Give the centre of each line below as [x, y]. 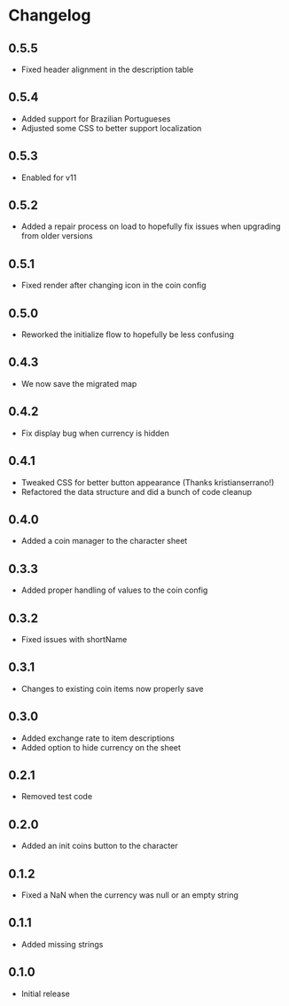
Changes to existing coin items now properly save [113, 688]
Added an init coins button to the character [99, 846]
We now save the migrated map [79, 383]
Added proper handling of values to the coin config [114, 590]
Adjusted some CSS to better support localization [111, 128]
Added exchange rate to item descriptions [98, 738]
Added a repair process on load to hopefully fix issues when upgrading [151, 226]
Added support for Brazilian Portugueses [96, 118]
